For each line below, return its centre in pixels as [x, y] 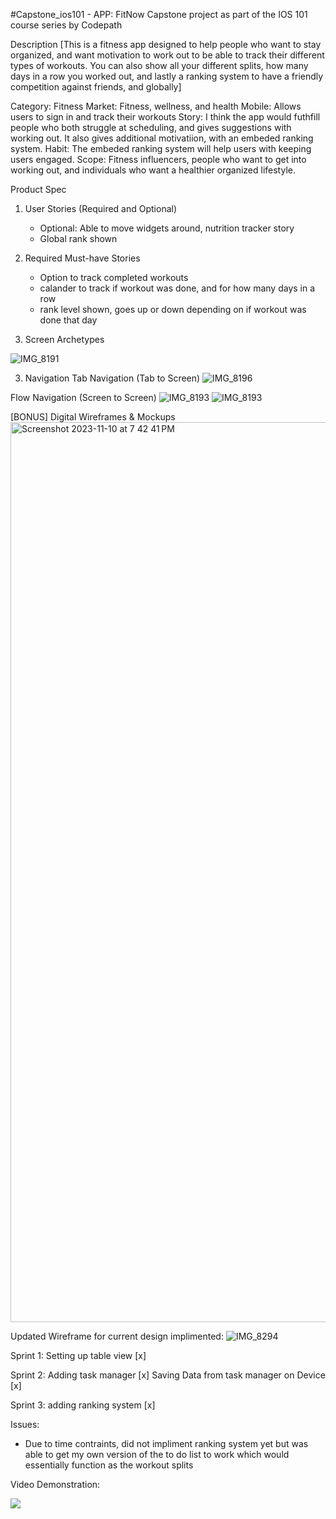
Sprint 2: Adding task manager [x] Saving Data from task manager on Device [168, 1375]
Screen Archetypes [64, 339]
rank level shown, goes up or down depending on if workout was [173, 309]
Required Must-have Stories [82, 258]
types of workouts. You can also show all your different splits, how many [159, 65]
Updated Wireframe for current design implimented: [117, 1336]
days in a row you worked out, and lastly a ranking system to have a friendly [167, 76]
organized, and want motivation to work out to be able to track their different [167, 55]
